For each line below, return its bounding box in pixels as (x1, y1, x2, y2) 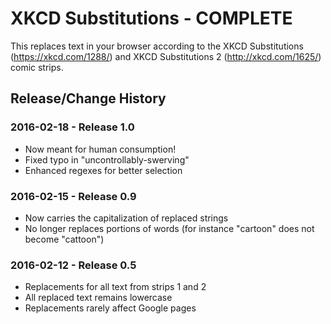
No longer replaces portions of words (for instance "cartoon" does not (24, 222, 315, 234)
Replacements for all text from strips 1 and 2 (24, 281, 207, 293)
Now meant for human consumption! (24, 143, 177, 155)
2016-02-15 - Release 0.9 (10, 189, 137, 203)
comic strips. (10, 61, 64, 73)
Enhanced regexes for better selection (24, 164, 183, 176)
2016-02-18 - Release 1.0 (10, 120, 135, 134)
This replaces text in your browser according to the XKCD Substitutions (10, 40, 304, 52)
